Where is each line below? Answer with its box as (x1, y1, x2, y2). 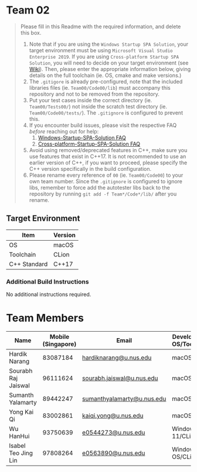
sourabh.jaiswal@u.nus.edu (81, 374, 158, 382)
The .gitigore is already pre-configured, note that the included (29, 77, 183, 85)
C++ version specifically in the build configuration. (29, 165, 152, 172)
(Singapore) (42, 340, 77, 348)
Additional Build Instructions (6, 277, 89, 285)
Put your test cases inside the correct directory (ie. (29, 96, 152, 103)
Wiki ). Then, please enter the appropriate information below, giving (29, 65, 191, 72)
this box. (20, 29, 42, 36)
